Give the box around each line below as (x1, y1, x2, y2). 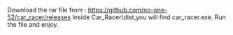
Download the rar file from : (7, 6, 87, 14)
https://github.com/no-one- (87, 6, 168, 14)
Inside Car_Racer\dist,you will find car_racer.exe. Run (72, 13, 226, 21)
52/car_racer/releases (7, 13, 71, 21)
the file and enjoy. (7, 21, 59, 28)
